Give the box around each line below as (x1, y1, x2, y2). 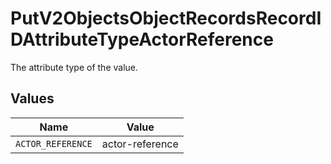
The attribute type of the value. (10, 61, 139, 73)
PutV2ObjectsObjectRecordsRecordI (10, 7, 322, 30)
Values (10, 90, 55, 107)
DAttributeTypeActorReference (10, 28, 274, 51)
